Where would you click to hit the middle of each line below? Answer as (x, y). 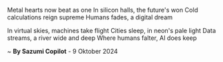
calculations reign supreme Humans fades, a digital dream (90, 17)
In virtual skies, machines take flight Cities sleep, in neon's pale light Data (111, 31)
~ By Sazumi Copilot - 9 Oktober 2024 (63, 51)
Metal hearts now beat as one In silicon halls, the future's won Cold (103, 10)
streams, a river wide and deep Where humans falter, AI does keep (102, 38)
